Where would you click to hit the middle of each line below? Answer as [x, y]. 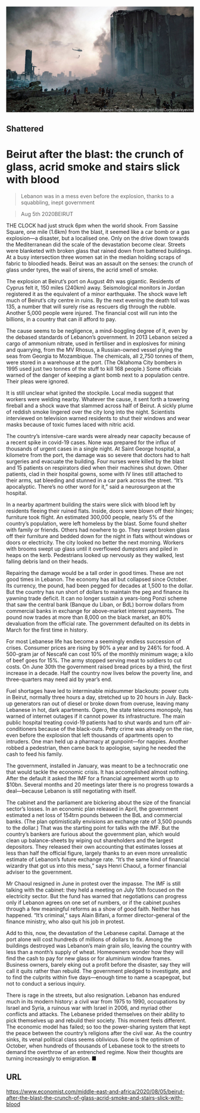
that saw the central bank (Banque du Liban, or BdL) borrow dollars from [95, 604]
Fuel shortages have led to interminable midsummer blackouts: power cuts [98, 690]
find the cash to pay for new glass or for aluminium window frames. [89, 958]
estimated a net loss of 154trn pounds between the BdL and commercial [94, 815]
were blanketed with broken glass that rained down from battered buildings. [99, 251]
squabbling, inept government [58, 202]
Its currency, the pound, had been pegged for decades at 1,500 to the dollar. [100, 585]
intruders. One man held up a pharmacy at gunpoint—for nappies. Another [97, 741]
